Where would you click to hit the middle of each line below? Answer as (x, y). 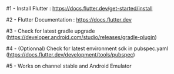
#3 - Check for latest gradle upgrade (51, 31)
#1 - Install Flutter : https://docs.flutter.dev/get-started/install (79, 8)
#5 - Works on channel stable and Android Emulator (69, 66)
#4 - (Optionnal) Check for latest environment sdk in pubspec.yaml (87, 48)
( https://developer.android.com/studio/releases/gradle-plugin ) (81, 37)
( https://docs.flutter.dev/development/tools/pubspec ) (71, 54)
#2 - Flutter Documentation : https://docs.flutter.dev (69, 20)
